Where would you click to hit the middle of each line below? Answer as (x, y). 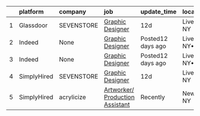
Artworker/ (119, 90)
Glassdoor (33, 25)
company (73, 12)
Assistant (117, 104)
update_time (158, 12)
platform (31, 12)
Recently (153, 97)
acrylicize (73, 97)
